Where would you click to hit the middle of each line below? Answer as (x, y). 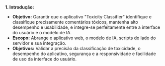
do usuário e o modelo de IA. (42, 33)
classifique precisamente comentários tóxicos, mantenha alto (75, 22)
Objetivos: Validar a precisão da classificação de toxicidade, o (76, 48)
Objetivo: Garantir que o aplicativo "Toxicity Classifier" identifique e (82, 17)
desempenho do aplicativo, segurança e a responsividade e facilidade (84, 54)
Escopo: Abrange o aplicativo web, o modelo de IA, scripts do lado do (84, 38)
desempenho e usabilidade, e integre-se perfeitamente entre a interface (86, 27)
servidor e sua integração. (39, 43)
